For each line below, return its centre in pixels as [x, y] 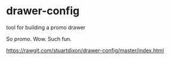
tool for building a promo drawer [46, 27]
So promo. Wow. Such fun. [39, 39]
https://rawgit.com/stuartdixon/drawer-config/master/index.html [85, 50]
